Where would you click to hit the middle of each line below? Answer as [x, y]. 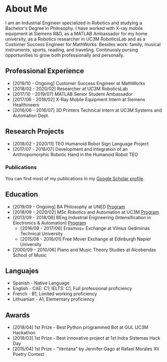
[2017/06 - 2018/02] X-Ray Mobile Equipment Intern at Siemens [79, 99]
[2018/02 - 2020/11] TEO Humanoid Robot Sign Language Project [80, 144]
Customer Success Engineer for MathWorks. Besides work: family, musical [83, 44]
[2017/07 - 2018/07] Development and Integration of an [70, 149]
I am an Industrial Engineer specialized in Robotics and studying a [74, 23]
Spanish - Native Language [41, 283]
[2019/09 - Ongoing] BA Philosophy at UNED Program [69, 207]
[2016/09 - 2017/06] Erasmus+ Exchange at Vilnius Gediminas [85, 228]
